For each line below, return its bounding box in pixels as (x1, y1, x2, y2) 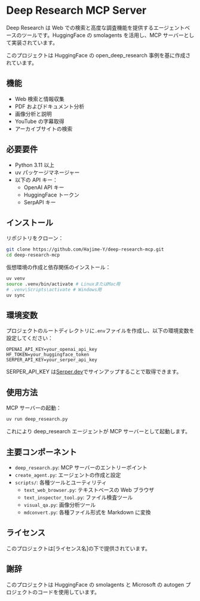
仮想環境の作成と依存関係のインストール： (6, 264, 111, 271)
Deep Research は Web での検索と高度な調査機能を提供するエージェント (6, 24, 185, 31)
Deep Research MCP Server (6, 4, 147, 17)
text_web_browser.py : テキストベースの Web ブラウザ (23, 486, 155, 493)
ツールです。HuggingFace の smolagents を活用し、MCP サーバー (21, 31, 184, 39)
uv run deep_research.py (6, 416, 68, 423)
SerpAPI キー (23, 198, 56, 206)
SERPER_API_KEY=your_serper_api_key (6, 357, 97, 363)
